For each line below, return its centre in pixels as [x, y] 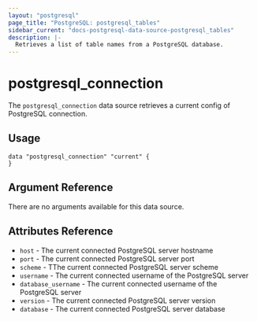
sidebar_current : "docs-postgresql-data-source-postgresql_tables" [121, 30]
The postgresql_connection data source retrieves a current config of [119, 105]
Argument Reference [61, 188]
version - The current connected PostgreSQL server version [117, 301]
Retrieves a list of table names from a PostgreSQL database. [119, 45]
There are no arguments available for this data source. [96, 206]
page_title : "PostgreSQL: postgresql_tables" [84, 23]
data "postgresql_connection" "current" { [79, 157]
